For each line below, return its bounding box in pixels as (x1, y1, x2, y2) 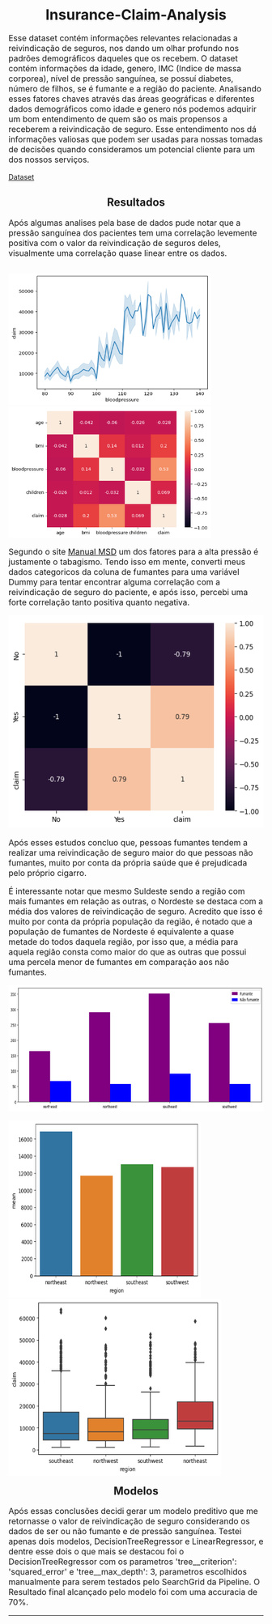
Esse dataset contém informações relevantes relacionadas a (8, 32, 239, 44)
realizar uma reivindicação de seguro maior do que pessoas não (8, 847, 253, 858)
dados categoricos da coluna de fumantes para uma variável (8, 566, 240, 577)
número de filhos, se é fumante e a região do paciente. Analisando (8, 83, 261, 94)
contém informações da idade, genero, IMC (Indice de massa (8, 62, 241, 74)
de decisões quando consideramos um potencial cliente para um (8, 143, 255, 155)
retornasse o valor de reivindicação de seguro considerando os (8, 1516, 250, 1527)
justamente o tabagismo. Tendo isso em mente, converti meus (8, 556, 245, 568)
